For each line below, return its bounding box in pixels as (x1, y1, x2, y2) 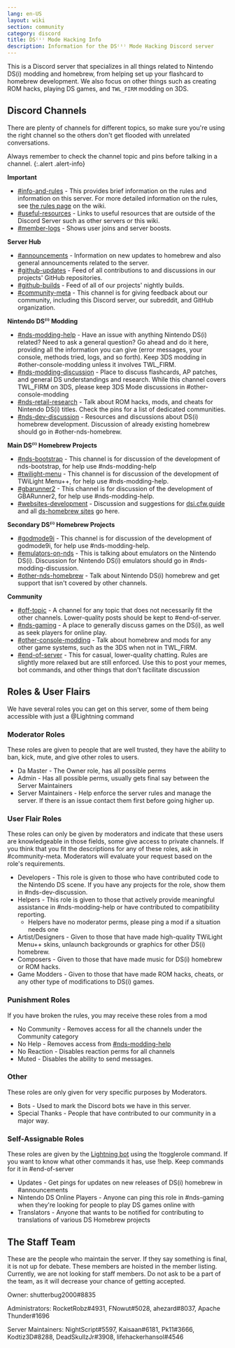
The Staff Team (7, 1236, 76, 1248)
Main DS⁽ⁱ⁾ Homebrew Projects (7, 441, 98, 449)
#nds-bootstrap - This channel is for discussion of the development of (17, 454, 220, 463)
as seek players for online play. (17, 628, 107, 636)
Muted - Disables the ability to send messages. (17, 1054, 153, 1063)
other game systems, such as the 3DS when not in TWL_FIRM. (17, 643, 198, 651)
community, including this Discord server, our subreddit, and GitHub (17, 295, 214, 304)
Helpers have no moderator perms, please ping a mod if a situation (27, 918, 221, 926)
